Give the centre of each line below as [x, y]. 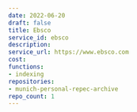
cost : [17, 60]
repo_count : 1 [32, 96]
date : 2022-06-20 [37, 15]
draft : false [30, 23]
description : [30, 45]
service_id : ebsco [38, 37]
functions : [26, 67]
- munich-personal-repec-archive [63, 89]
